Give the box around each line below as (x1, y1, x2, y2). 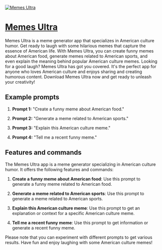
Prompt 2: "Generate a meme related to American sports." (12, 115, 129, 121)
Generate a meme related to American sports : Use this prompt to (12, 190, 145, 196)
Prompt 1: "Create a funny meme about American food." (12, 106, 125, 112)
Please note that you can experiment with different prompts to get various (5, 234, 153, 240)
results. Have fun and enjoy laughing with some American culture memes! (5, 239, 153, 245)
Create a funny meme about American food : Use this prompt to (12, 176, 141, 182)
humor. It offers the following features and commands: (5, 166, 114, 172)
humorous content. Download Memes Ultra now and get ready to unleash (5, 73, 152, 80)
